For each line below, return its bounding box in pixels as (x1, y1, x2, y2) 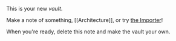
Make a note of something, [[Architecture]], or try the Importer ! (6, 17, 163, 23)
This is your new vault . (6, 5, 63, 12)
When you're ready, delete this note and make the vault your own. (6, 28, 171, 35)
